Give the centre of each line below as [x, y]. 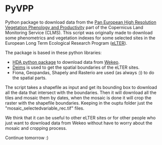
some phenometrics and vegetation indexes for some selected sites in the [80, 38]
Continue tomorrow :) [27, 138]
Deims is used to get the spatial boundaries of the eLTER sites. [76, 67]
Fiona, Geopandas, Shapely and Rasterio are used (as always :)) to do [83, 72]
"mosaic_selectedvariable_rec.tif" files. [45, 108]
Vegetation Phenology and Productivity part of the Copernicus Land [74, 27]
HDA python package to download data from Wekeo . [66, 62]
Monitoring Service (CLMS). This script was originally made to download [79, 32]
